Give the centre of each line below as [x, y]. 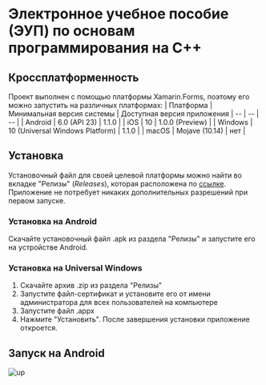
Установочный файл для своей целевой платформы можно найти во [125, 175]
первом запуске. [37, 200]
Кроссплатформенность [74, 77]
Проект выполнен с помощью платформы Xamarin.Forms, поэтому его [129, 96]
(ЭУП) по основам [72, 31]
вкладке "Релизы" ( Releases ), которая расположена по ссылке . [117, 183]
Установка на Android [53, 221]
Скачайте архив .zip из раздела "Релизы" [91, 286]
